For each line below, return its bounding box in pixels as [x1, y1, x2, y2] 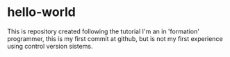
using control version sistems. [7, 42, 93, 50]
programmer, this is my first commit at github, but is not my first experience [7, 34, 224, 42]
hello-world [7, 4, 76, 20]
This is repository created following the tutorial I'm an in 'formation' [7, 27, 200, 35]
